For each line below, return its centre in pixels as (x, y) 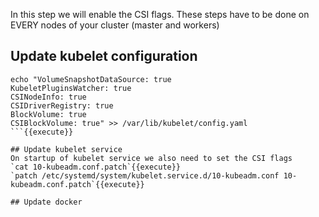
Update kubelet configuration (104, 56)
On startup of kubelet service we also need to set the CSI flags (151, 158)
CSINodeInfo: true (48, 97)
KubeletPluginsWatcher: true (71, 88)
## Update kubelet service (66, 149)
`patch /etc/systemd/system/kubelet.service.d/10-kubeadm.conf (145, 175)
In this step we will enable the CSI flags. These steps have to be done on (160, 14)
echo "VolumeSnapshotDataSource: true (91, 79)
